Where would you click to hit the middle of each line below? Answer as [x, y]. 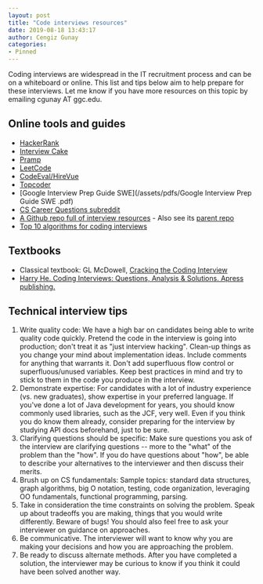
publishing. [37, 287]
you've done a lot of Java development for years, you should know [127, 405]
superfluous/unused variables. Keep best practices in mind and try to [131, 372]
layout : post [29, 15]
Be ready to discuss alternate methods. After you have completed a [128, 555]
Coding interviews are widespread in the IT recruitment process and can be [130, 74]
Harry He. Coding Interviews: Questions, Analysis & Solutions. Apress [131, 278]
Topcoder [35, 184]
